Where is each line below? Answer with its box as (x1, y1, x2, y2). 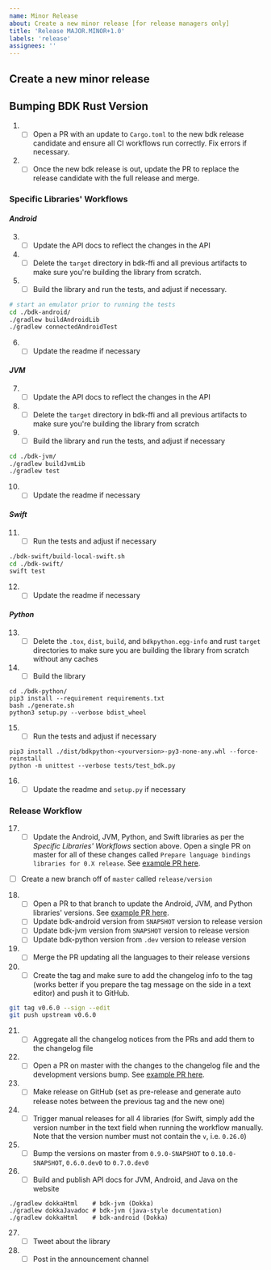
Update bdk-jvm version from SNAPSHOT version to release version (32, 925, 249, 935)
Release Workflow (9, 805, 83, 816)
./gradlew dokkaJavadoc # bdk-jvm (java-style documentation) (9, 1206, 223, 1214)
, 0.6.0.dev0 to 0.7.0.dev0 (61, 1158, 149, 1167)
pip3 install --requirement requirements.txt (9, 694, 165, 702)
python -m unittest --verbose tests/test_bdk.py (9, 761, 176, 769)
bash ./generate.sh (9, 701, 75, 709)
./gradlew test (9, 467, 60, 476)
